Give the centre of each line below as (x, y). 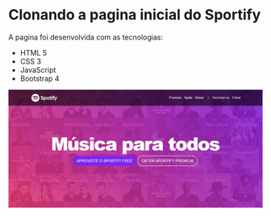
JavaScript (38, 69)
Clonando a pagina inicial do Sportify (135, 15)
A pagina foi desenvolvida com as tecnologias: (86, 37)
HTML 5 (33, 52)
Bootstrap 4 (40, 78)
